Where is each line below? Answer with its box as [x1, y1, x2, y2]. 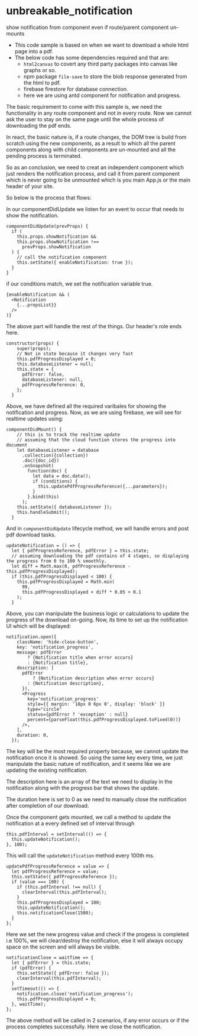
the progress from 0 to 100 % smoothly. [6, 558, 108, 564]
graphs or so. [23, 66, 56, 73]
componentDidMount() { [6, 426, 62, 432]
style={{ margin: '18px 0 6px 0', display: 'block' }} [27, 701, 165, 707]
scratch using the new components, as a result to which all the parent [6, 140, 176, 147]
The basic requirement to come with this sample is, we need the [6, 103, 163, 110]
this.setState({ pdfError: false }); [17, 970, 110, 976]
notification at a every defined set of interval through [6, 820, 135, 827]
